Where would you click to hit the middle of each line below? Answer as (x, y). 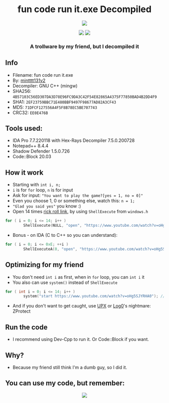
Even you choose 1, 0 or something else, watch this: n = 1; (73, 201)
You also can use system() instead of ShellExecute (65, 282)
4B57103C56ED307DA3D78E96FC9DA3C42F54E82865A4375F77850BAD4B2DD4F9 (84, 97)
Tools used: (24, 129)
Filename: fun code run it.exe (43, 75)
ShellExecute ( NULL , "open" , (53, 226)
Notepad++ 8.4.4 (30, 146)
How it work (24, 172)
